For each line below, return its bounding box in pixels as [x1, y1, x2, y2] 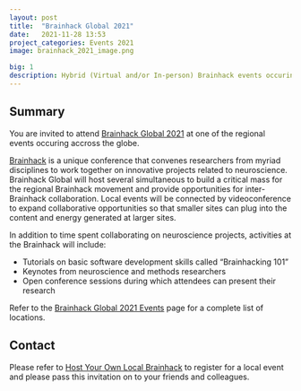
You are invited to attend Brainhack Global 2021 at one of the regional [9, 127, 266, 139]
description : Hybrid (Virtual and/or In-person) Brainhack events [9, 71, 262, 81]
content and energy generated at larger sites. [9, 212, 176, 222]
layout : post [9, 13, 58, 22]
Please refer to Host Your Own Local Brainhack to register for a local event [9, 361, 284, 372]
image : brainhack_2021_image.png [9, 47, 134, 56]
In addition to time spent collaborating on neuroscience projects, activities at [9, 230, 292, 240]
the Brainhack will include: [9, 239, 107, 249]
